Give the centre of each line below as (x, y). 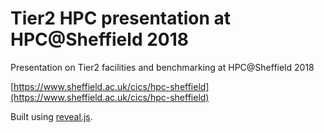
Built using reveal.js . (51, 116)
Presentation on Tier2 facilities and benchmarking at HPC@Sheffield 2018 (162, 67)
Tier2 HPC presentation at (121, 18)
